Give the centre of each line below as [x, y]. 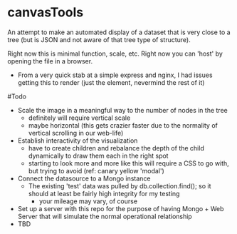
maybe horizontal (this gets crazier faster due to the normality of [123, 125]
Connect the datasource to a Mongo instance [84, 178]
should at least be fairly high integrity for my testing [104, 193]
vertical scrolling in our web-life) [76, 133]
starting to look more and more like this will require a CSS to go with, [128, 163]
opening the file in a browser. [50, 61]
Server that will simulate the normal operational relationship [105, 216]
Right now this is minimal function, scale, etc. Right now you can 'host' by [115, 54]
